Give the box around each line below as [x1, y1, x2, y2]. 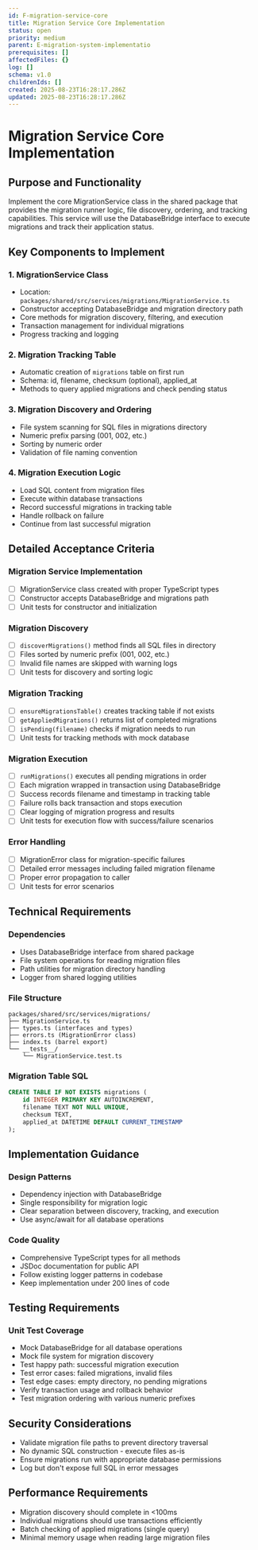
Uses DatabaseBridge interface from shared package [19, 947, 194, 957]
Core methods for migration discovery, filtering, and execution [19, 312, 224, 322]
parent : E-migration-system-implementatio [8, 41, 151, 49]
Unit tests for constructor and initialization [19, 602, 157, 612]
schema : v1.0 [8, 71, 52, 79]
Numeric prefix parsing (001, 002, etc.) [19, 430, 148, 440]
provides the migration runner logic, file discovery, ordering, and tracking [8, 205, 248, 215]
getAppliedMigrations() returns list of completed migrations [19, 715, 217, 724]
